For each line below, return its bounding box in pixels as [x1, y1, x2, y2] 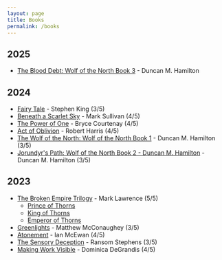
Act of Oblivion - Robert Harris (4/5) [16, 127, 120, 135]
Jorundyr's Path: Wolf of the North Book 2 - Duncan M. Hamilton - [16, 149, 205, 157]
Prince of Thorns [27, 201, 76, 210]
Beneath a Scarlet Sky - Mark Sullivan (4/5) [16, 112, 141, 120]
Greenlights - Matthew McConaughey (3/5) [16, 223, 140, 231]
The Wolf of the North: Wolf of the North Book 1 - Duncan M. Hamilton [16, 134, 216, 142]
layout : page [7, 10, 45, 17]
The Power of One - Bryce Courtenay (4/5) [16, 120, 139, 127]
